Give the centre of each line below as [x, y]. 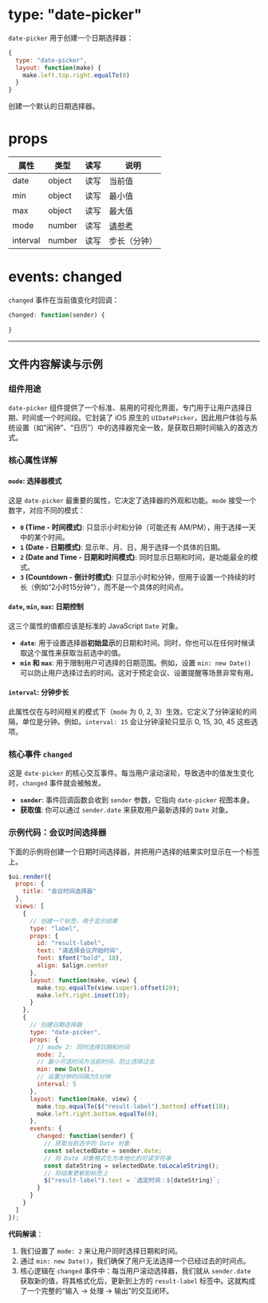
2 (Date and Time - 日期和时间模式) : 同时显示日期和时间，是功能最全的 [135, 557]
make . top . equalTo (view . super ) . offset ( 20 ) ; [108, 988]
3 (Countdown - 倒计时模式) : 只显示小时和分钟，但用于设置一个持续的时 [138, 577]
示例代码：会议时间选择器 [57, 833]
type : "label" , [55, 928]
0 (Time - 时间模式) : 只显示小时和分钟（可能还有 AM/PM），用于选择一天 [138, 527]
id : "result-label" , [71, 943]
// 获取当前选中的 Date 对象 [87, 1144]
